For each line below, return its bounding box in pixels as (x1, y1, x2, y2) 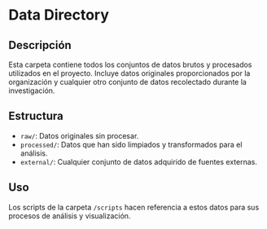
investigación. (8, 86, 55, 95)
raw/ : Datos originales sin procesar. (20, 130, 139, 140)
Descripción (8, 38, 72, 52)
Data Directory (8, 6, 110, 24)
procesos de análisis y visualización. (8, 210, 131, 221)
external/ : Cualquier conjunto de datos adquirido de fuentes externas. (20, 156, 258, 166)
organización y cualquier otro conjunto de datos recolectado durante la (8, 77, 247, 86)
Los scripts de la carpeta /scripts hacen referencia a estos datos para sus (8, 202, 260, 212)
